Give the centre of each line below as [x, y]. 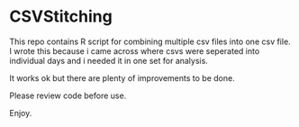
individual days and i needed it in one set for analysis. [109, 60]
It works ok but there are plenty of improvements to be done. [122, 77]
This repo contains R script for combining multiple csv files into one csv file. [150, 41]
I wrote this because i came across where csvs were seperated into [135, 50]
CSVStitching [61, 17]
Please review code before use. [68, 95]
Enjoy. [21, 113]
